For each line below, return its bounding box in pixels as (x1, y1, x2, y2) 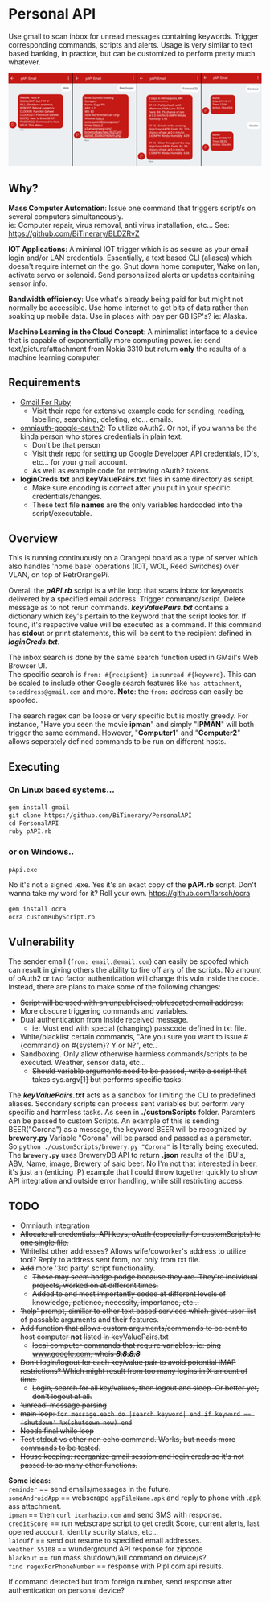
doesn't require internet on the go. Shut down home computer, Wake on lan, (8, 261, 260, 271)
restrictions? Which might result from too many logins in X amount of (19, 1366, 248, 1376)
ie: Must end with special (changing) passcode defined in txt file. (31, 1023, 247, 1033)
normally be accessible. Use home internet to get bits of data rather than (8, 303, 249, 312)
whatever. (8, 57, 42, 67)
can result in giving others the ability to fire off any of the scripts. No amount (8, 965, 261, 975)
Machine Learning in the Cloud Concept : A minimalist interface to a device (8, 327, 258, 337)
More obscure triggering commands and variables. (19, 1006, 189, 1016)
